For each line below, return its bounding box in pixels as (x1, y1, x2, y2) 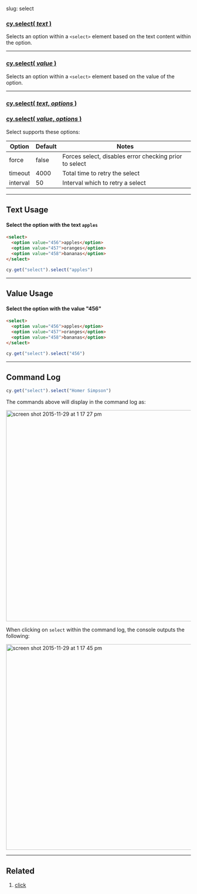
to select (62, 159, 86, 168)
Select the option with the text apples (6, 221, 98, 228)
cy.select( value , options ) (6, 115, 82, 123)
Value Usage (6, 289, 53, 299)
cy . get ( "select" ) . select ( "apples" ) (6, 267, 93, 273)
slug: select (6, 5, 34, 12)
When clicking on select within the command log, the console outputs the (6, 626, 185, 634)
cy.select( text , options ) (6, 99, 77, 108)
